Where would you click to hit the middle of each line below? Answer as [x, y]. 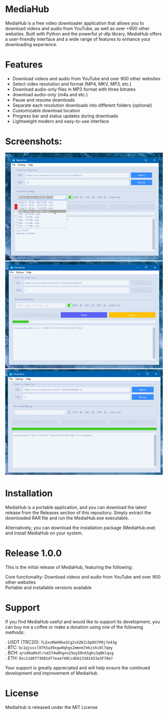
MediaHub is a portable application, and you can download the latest [76, 507]
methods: [15, 632]
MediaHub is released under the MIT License [51, 707]
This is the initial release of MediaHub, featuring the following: [69, 567]
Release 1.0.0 [33, 553]
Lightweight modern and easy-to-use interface [60, 121]
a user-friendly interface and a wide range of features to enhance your [78, 39]
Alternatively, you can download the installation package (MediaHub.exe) [80, 527]
